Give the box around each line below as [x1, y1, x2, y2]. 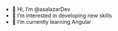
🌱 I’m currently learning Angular [11, 18, 92, 25]
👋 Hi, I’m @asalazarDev [11, 6, 71, 13]
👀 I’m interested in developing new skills [11, 12, 112, 19]
